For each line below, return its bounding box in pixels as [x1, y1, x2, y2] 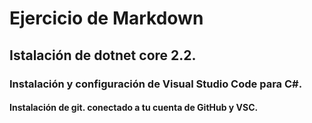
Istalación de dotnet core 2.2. [9, 47, 197, 64]
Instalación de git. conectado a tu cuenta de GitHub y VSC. [9, 102, 259, 114]
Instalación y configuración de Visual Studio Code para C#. [9, 77, 303, 91]
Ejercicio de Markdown [9, 7, 204, 30]
